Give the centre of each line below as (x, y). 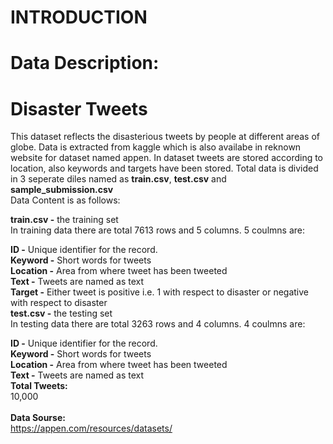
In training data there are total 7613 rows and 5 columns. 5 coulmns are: (157, 230)
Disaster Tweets (79, 108)
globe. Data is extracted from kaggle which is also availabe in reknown (156, 147)
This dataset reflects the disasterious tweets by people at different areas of (165, 137)
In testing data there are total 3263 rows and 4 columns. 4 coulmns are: (158, 324)
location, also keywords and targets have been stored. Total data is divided (164, 168)
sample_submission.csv (62, 190)
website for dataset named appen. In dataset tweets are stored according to (167, 158)
